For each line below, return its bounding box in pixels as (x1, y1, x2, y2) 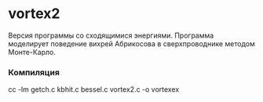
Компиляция (8, 67, 60, 78)
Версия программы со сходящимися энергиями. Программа (8, 31, 214, 40)
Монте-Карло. (8, 47, 57, 56)
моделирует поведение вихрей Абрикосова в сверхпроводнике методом (8, 38, 255, 48)
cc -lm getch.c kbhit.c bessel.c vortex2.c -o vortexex (8, 85, 180, 94)
